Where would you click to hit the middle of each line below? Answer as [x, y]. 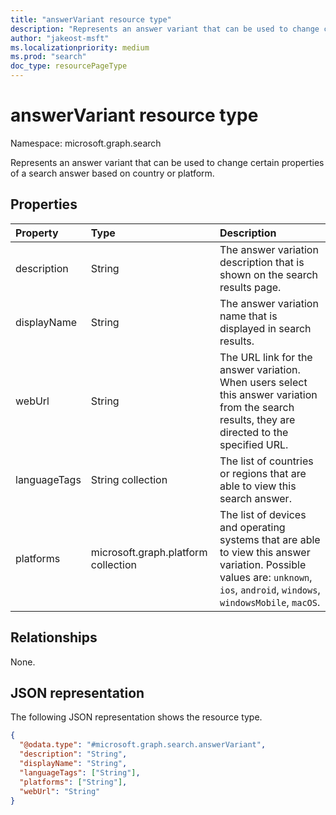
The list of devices [263, 514]
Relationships [54, 637]
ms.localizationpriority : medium [80, 47]
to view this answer [265, 552]
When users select [263, 382]
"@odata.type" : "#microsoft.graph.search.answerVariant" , [143, 745]
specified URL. [254, 444]
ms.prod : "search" [48, 57]
